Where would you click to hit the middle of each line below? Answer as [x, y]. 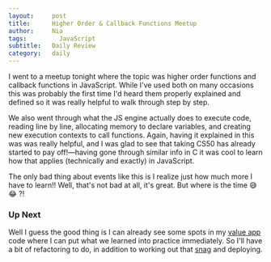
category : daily [39, 53]
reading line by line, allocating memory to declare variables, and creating [129, 127]
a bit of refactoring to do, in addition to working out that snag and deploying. [135, 249]
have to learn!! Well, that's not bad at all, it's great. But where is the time [128, 185]
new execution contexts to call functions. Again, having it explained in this [131, 135]
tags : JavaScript [52, 38]
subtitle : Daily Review [52, 46]
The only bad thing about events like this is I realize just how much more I [131, 176]
